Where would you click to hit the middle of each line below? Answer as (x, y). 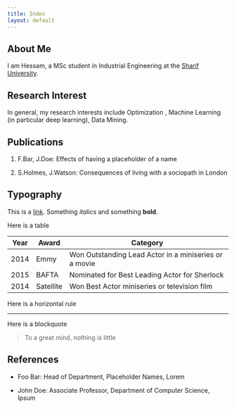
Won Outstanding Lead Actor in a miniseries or (146, 254)
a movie (82, 263)
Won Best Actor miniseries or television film (141, 286)
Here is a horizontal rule (42, 303)
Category (147, 242)
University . (23, 73)
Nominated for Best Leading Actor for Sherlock (146, 275)
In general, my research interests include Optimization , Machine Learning (114, 113)
